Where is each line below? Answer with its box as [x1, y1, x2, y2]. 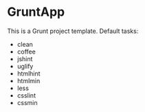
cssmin [16, 98, 38, 107]
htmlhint [16, 69, 41, 78]
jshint [16, 54, 33, 63]
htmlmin [16, 76, 41, 85]
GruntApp [7, 4, 65, 20]
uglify [16, 62, 34, 70]
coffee [16, 47, 36, 56]
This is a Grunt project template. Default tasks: [7, 27, 139, 35]
